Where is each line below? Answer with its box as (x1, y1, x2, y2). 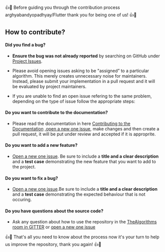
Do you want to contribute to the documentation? (5, 110, 108, 116)
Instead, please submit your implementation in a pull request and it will (12, 78, 155, 84)
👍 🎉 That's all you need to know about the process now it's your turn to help (5, 234, 160, 240)
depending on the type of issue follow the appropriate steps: (12, 98, 135, 104)
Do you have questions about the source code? (5, 208, 103, 214)
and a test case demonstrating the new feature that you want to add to (12, 159, 156, 165)
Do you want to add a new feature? (5, 142, 78, 148)
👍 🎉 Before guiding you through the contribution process (5, 4, 120, 10)
